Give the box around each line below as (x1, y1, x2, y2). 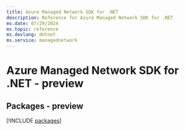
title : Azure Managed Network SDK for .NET (6, 9, 119, 15)
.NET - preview (6, 77, 84, 90)
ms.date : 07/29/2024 (6, 20, 59, 26)
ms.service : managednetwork (6, 37, 78, 43)
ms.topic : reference (6, 26, 59, 32)
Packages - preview (6, 101, 84, 111)
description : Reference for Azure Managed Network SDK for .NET (6, 15, 173, 21)
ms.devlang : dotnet (6, 32, 56, 38)
